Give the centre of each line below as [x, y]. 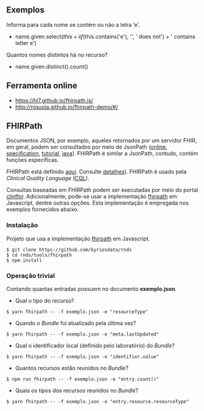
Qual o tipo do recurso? [44, 301]
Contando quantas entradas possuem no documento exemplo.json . [91, 289]
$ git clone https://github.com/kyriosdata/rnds [69, 250]
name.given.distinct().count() [51, 66]
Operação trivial [31, 275]
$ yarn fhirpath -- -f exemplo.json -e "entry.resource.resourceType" [98, 402]
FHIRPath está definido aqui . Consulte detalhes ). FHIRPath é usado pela [97, 172]
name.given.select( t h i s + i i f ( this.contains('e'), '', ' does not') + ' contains [105, 37]
